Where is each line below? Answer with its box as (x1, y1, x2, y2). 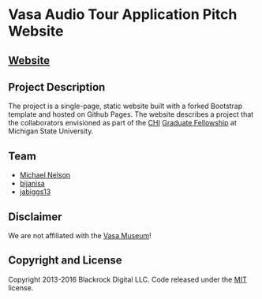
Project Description (8, 80, 106, 94)
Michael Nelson (19, 170, 71, 180)
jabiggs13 (19, 187, 51, 196)
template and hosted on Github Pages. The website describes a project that (8, 110, 254, 119)
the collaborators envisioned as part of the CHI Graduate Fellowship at (8, 118, 237, 128)
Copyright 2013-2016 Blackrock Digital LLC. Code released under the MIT (8, 275, 247, 284)
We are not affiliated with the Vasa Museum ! (8, 231, 152, 241)
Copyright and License (8, 254, 122, 267)
